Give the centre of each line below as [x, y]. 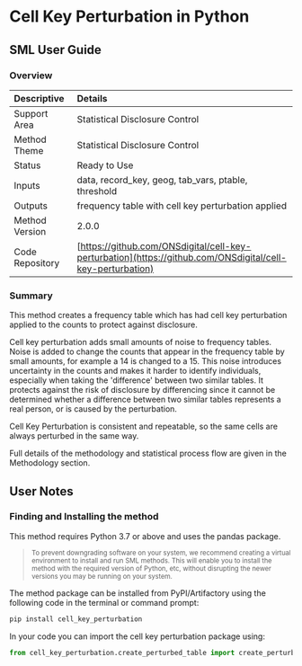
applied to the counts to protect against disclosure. [103, 324]
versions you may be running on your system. [102, 576]
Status [27, 165]
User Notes [41, 491]
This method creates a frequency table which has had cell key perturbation [148, 315]
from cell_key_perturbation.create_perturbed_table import [122, 653]
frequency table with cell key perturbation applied [182, 206]
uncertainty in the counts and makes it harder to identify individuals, [135, 371]
